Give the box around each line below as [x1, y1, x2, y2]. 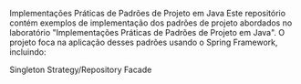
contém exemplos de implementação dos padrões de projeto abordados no [9, 17, 293, 28]
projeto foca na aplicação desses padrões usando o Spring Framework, [9, 37, 278, 47]
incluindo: [9, 47, 47, 58]
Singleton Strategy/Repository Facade [9, 64, 152, 75]
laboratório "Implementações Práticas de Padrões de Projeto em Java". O [9, 27, 285, 37]
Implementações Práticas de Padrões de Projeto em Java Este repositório [9, 8, 285, 18]
